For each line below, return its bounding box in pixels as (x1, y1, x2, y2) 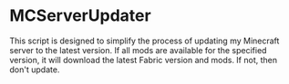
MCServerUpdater (9, 5, 152, 26)
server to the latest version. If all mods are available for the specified (9, 44, 267, 55)
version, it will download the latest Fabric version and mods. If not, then (9, 54, 278, 65)
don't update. (9, 64, 60, 75)
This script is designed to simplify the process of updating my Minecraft (9, 35, 280, 46)
